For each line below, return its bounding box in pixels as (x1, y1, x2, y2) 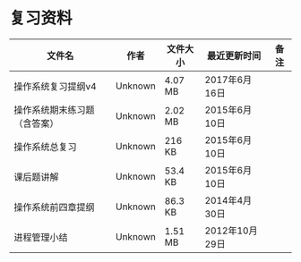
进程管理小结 (13, 231, 69, 243)
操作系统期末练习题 (13, 104, 96, 116)
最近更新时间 (206, 49, 262, 62)
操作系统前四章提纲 (13, 200, 96, 213)
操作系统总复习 (13, 140, 78, 153)
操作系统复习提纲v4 (13, 80, 97, 92)
